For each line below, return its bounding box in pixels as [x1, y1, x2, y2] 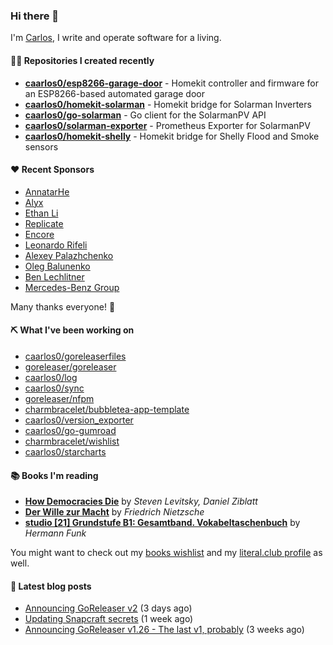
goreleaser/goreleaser [24, 360, 117, 373]
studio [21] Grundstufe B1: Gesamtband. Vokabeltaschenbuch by [24, 517, 301, 529]
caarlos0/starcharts [24, 445, 107, 458]
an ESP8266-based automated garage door [24, 87, 205, 99]
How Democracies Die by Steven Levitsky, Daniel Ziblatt [24, 495, 258, 508]
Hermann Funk [24, 527, 87, 539]
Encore [24, 228, 55, 240]
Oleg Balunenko [24, 260, 91, 272]
